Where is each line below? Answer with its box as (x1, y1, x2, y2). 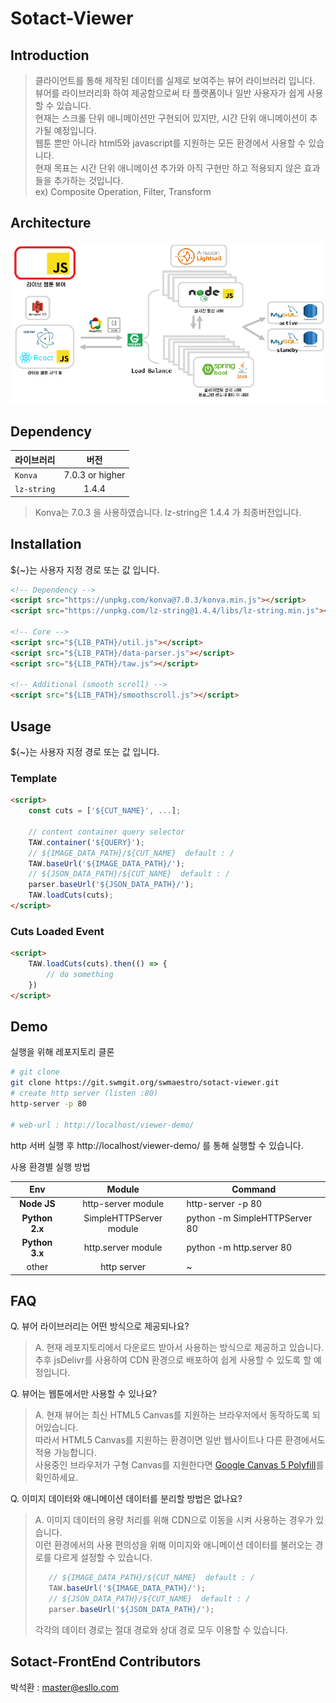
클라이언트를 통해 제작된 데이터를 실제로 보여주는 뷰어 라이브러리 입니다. (34, 75, 316, 86)
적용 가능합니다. (34, 1447, 97, 1459)
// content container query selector (28, 827, 186, 837)
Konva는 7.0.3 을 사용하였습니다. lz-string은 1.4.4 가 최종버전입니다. (34, 506, 302, 518)
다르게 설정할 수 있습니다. (53, 1552, 153, 1564)
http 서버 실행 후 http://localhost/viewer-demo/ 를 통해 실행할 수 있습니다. (10, 1139, 304, 1151)
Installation (10, 536, 82, 553)
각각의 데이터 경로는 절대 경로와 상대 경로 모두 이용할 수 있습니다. (34, 1623, 288, 1636)
